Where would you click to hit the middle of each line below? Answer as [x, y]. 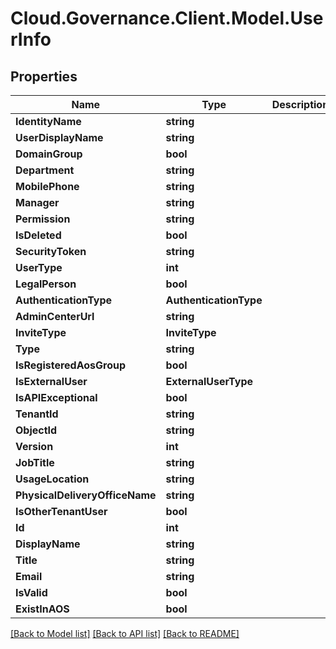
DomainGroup [49, 154]
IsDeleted [38, 235]
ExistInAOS [42, 609]
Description [300, 104]
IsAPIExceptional [56, 397]
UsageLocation [52, 479]
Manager [37, 202]
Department [45, 170]
